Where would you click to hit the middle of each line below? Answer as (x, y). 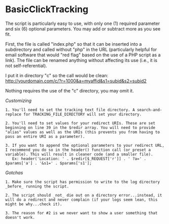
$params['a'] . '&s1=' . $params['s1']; (49, 163)
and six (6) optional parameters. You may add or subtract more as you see (83, 28)
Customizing (19, 101)
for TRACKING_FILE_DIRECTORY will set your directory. (83, 114)
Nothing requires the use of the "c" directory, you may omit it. (70, 90)
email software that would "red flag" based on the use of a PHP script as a (83, 55)
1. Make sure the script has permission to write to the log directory (82, 182)
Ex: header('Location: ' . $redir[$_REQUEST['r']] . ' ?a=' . (79, 158)
